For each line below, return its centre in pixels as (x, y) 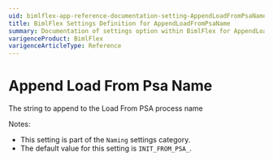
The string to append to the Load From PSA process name (106, 108)
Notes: (19, 124)
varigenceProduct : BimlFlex (56, 38)
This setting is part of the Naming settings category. (105, 140)
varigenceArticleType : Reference (65, 46)
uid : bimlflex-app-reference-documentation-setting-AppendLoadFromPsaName (138, 16)
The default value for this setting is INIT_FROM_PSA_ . (106, 148)
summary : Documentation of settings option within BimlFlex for (119, 31)
